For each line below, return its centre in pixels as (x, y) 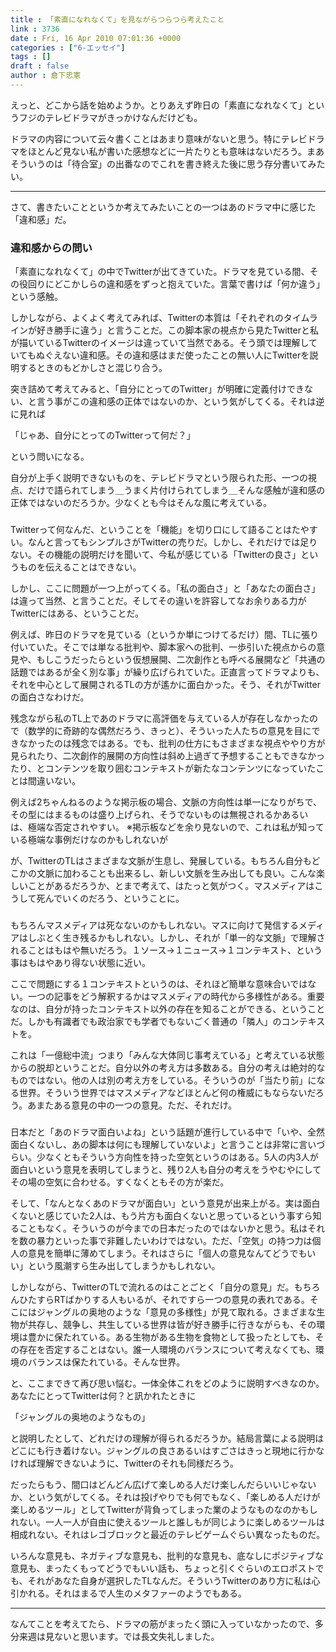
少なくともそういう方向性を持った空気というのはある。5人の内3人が (177, 1157)
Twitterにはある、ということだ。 (77, 613)
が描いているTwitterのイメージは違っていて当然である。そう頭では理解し (160, 343)
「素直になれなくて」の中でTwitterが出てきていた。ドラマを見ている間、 (160, 272)
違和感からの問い (51, 248)
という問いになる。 (50, 457)
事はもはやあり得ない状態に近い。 (80, 963)
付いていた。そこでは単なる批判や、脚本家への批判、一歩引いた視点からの (163, 647)
